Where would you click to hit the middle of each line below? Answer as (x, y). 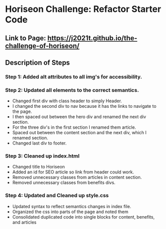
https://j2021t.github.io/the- (92, 38)
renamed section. (30, 138)
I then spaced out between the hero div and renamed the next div (79, 117)
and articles (24, 222)
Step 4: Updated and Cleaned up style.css (57, 196)
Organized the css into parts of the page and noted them (70, 212)
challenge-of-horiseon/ (42, 46)
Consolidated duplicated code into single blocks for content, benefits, (83, 217)
